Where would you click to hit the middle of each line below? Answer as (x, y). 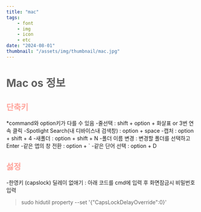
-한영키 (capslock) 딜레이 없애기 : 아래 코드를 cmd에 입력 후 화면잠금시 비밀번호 (101, 182)
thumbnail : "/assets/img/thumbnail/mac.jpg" (63, 51)
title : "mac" (23, 12)
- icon (25, 35)
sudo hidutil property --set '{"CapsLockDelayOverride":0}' (94, 202)
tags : (13, 18)
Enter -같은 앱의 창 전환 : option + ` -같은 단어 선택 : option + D (81, 145)
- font (25, 23)
